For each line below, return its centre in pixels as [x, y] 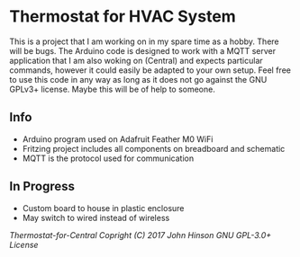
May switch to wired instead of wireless [96, 217]
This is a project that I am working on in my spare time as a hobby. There [144, 41]
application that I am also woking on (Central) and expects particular [136, 60]
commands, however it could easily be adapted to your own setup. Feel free [150, 70]
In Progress [42, 186]
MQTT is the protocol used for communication [108, 158]
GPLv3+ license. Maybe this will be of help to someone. [113, 89]
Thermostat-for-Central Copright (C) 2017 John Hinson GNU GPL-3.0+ [141, 235]
